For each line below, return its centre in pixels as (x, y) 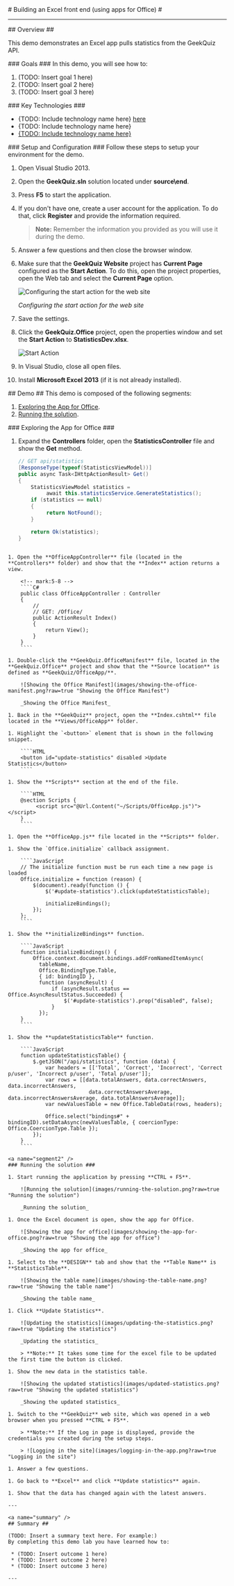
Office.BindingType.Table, (78, 970)
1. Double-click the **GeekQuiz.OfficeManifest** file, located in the (114, 660)
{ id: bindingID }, (67, 976)
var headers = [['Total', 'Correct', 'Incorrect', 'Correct (134, 1068)
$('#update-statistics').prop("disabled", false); (139, 1001)
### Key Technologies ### (47, 105)
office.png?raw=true (38, 1238)
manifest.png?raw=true (41, 691)
